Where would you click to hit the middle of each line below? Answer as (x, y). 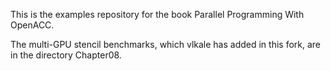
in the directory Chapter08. (66, 55)
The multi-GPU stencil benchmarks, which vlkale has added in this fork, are (166, 44)
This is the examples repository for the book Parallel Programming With (157, 14)
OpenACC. (32, 25)
